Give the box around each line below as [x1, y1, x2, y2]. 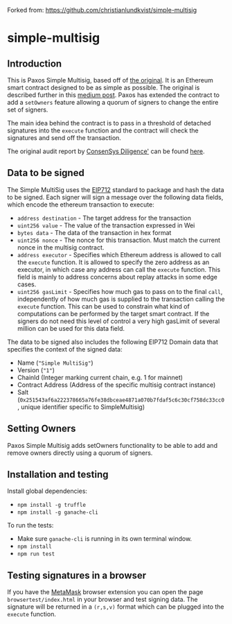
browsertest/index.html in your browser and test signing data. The [7, 596, 198, 604]
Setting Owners [7, 423, 76, 435]
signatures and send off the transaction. [7, 134, 121, 141]
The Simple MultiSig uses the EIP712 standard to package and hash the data [7, 185, 224, 193]
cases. [17, 280, 37, 288]
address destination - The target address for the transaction [17, 214, 192, 222]
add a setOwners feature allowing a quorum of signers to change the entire [7, 98, 219, 106]
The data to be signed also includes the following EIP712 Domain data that [7, 338, 218, 346]
